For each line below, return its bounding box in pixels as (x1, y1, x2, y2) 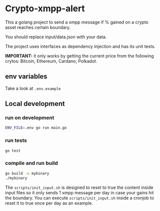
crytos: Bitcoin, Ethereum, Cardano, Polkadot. (5, 58, 97, 64)
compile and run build (5, 160, 58, 167)
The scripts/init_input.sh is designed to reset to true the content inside (5, 185, 154, 190)
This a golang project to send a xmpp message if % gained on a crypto (5, 19, 149, 25)
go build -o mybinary (5, 171, 50, 176)
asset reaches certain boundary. (5, 24, 71, 30)
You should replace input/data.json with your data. (5, 34, 107, 40)
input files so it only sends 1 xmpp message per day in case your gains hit (5, 189, 154, 195)
